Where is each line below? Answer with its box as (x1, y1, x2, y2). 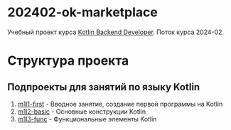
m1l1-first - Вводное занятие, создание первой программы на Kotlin (17, 99, 223, 108)
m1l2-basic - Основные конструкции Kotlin (17, 107, 146, 116)
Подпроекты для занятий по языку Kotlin (7, 81, 200, 93)
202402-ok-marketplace (7, 4, 159, 21)
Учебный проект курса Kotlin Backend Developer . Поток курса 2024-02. (7, 28, 225, 36)
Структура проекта (7, 53, 129, 69)
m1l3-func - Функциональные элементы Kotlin (17, 114, 157, 123)
